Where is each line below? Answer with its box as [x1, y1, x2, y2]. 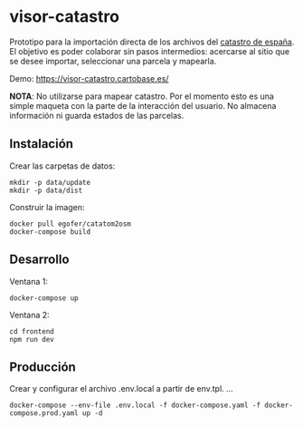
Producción [9, 359, 77, 374]
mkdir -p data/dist [9, 186, 83, 195]
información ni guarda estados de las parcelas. [9, 110, 185, 121]
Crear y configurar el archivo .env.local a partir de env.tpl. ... [9, 383, 233, 394]
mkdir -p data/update [9, 178, 91, 187]
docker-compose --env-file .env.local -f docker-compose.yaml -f [9, 401, 260, 410]
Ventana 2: [9, 309, 50, 320]
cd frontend [9, 326, 54, 336]
